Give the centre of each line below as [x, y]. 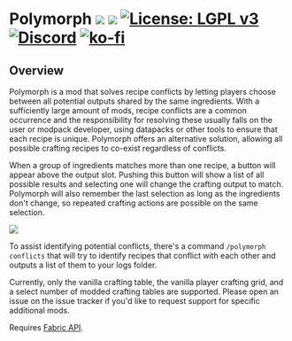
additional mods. [39, 310]
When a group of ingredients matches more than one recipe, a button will [142, 165]
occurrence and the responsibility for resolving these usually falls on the [141, 120]
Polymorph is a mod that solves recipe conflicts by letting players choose [143, 92]
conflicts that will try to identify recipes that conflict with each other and [142, 256]
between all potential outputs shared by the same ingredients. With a [134, 101]
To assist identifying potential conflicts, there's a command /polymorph [138, 246]
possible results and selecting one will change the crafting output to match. [146, 184]
